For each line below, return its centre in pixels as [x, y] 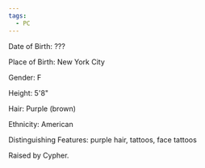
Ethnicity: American [41, 124]
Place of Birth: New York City [56, 62]
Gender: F [25, 77]
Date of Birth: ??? [37, 46]
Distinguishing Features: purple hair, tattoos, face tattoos [103, 139]
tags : [17, 16]
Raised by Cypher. [39, 155]
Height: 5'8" [29, 92]
